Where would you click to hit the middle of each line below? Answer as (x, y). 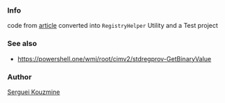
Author (20, 77)
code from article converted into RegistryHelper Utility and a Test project (113, 26)
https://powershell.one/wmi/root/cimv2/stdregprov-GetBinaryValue (114, 58)
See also (22, 44)
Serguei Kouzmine (34, 92)
